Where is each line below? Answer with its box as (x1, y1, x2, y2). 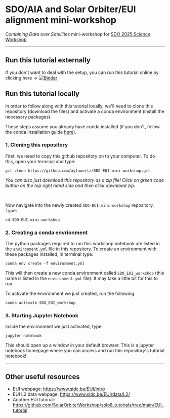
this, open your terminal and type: (5, 158, 76, 164)
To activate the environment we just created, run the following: (5, 290, 136, 297)
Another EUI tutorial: (12, 397, 55, 403)
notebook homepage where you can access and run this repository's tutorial (5, 348, 165, 354)
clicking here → (5, 74, 38, 81)
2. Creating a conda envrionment (5, 229, 88, 236)
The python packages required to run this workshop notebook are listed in (5, 241, 160, 247)
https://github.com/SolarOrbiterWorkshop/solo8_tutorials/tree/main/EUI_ (12, 402, 164, 408)
